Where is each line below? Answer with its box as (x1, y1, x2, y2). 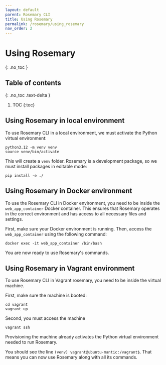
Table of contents (5, 79, 61, 87)
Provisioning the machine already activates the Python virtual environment (5, 334, 159, 340)
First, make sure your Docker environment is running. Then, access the (5, 225, 152, 231)
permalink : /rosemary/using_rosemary (5, 21, 84, 27)
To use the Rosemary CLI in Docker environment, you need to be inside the (5, 200, 160, 206)
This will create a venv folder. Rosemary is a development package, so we (5, 158, 157, 164)
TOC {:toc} (12, 101, 35, 108)
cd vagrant (5, 302, 28, 307)
